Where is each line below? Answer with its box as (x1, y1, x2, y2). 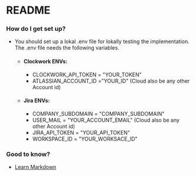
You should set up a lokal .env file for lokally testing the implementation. (14, 38, 190, 45)
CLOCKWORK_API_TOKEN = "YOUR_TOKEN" (32, 71, 142, 78)
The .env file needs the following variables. (14, 44, 120, 51)
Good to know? (6, 150, 50, 158)
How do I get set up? (6, 25, 66, 33)
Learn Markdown (14, 164, 57, 171)
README (6, 4, 51, 17)
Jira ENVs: (23, 97, 50, 104)
